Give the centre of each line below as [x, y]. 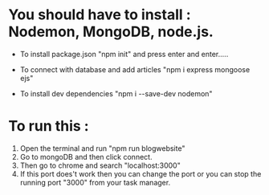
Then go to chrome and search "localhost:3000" [100, 165]
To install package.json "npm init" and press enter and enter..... [124, 54]
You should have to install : [100, 15]
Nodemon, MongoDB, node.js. [111, 32]
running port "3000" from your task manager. [95, 182]
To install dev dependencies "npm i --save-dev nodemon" [116, 93]
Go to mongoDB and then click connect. [86, 156]
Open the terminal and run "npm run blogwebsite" [102, 148]
